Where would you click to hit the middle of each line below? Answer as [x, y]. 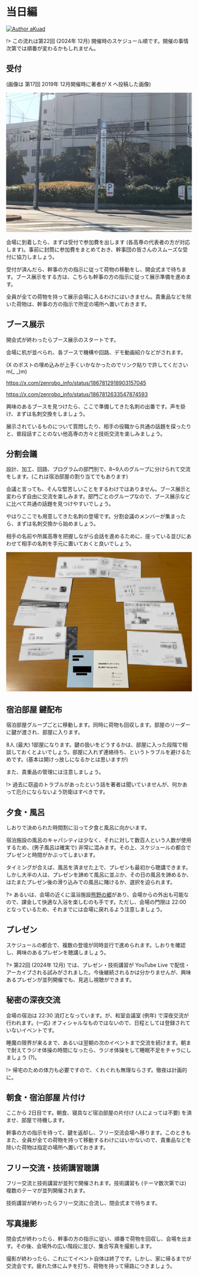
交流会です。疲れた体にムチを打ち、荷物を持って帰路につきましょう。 [91, 1266]
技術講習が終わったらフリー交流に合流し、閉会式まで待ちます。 [83, 1203]
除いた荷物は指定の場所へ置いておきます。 [57, 1148]
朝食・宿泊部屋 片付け [46, 1098]
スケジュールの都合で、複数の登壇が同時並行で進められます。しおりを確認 [96, 945]
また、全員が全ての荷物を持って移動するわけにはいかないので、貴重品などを [99, 1140]
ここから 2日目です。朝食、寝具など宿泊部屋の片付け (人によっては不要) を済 [99, 1113]
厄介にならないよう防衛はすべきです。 [62, 792]
